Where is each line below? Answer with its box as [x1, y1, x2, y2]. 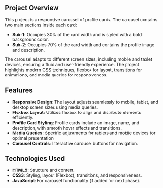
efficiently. [12, 114, 34, 120]
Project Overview [5, 4, 59, 12]
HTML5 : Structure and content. [12, 168, 75, 173]
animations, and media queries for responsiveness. [5, 72, 108, 77]
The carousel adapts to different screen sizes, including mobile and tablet [5, 56, 152, 62]
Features [5, 86, 33, 94]
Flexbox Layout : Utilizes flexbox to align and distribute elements [12, 109, 141, 115]
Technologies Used [5, 154, 65, 163]
